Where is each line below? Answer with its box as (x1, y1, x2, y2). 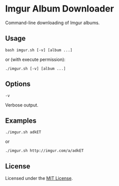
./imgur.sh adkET (5, 130, 41, 135)
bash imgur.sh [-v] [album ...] (5, 47, 72, 53)
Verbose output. (5, 102, 38, 108)
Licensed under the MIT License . (5, 175, 73, 181)
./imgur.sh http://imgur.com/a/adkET (5, 148, 84, 153)
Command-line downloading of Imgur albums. (5, 20, 100, 26)
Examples (5, 116, 36, 125)
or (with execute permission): (5, 56, 66, 62)
